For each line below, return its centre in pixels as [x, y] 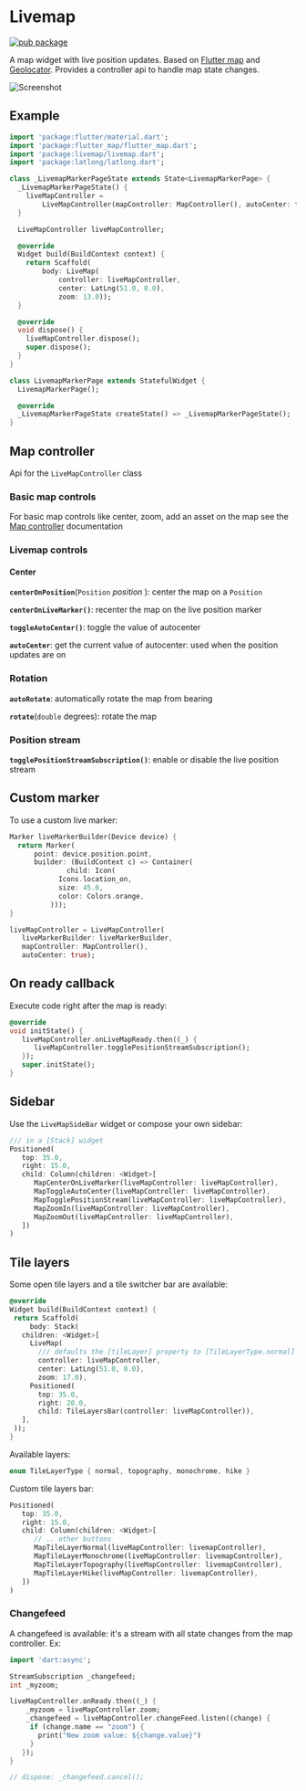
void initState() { [46, 1031]
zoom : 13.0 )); [85, 297]
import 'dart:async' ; [51, 1659]
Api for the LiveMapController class [76, 473]
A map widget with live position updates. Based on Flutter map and [135, 59]
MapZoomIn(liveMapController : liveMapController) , [132, 1208]
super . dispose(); [59, 348]
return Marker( [46, 845]
